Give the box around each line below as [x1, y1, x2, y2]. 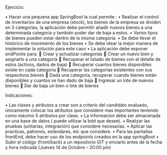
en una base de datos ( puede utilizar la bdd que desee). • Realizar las [5, 118, 150, 124]
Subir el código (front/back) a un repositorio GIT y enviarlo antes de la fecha [5, 139, 162, 145]
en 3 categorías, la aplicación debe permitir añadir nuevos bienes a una [5, 24, 152, 30]
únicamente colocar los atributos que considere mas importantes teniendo [5, 107, 159, 113]
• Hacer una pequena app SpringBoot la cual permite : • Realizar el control [5, 14, 159, 19]
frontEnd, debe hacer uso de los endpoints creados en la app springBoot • [5, 134, 159, 140]
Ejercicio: [5, 4, 24, 10]
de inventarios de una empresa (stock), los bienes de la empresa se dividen [5, 19, 161, 25]
